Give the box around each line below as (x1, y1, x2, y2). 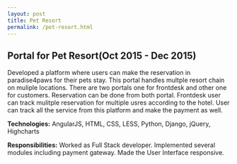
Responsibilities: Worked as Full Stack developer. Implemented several (7, 141, 216, 149)
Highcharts (7, 127, 40, 136)
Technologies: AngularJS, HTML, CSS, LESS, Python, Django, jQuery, (7, 119, 211, 128)
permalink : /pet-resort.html (7, 23, 93, 30)
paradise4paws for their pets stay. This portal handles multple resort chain (7, 76, 225, 85)
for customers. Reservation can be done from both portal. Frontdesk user (7, 91, 221, 100)
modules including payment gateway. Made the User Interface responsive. (7, 148, 224, 157)
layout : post (7, 10, 46, 18)
